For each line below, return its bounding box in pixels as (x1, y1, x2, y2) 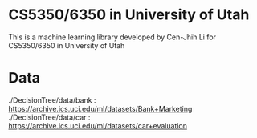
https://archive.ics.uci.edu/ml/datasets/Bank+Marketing (8, 103, 193, 113)
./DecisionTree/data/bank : (8, 95, 96, 105)
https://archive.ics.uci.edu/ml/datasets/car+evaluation (8, 120, 187, 130)
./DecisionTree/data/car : (8, 112, 91, 122)
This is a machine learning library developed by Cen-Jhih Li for (8, 32, 217, 42)
